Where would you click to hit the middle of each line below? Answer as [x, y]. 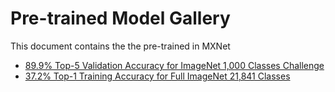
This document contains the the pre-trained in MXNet [120, 46]
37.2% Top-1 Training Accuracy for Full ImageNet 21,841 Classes [157, 76]
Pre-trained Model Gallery [120, 18]
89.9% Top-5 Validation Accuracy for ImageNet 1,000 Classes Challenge [174, 65]
